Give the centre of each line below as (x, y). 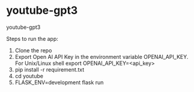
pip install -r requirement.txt (50, 69)
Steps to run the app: (32, 38)
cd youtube (29, 76)
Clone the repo (33, 50)
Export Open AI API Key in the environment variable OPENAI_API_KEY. (102, 57)
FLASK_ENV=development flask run (59, 82)
